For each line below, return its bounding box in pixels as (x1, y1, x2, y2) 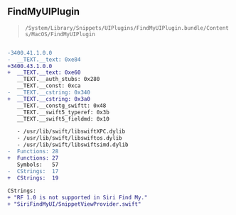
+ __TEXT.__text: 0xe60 (7, 69, 81, 77)
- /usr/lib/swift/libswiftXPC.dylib (16, 128, 126, 136)
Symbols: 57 (16, 161, 59, 168)
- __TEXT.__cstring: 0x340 (7, 89, 91, 97)
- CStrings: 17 (7, 167, 59, 175)
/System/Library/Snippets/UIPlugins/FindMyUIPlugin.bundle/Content (24, 24, 229, 31)
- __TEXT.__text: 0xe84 (7, 56, 81, 63)
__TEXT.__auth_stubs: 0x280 (16, 76, 100, 83)
